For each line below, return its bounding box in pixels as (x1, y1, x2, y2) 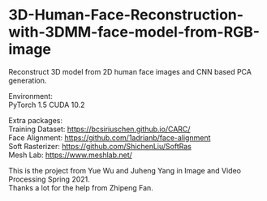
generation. (8, 75, 47, 85)
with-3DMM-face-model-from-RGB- (8, 23, 261, 41)
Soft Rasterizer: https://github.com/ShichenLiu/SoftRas (8, 141, 192, 151)
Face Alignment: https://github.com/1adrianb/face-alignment (8, 132, 211, 143)
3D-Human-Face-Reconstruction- (8, 6, 244, 24)
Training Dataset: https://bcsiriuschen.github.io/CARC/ (8, 124, 191, 134)
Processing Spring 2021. (8, 174, 91, 184)
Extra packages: (8, 115, 63, 125)
